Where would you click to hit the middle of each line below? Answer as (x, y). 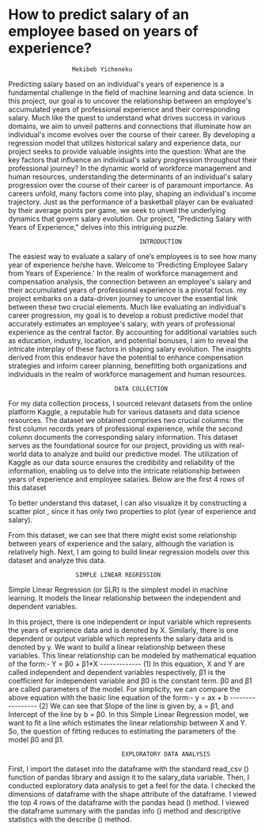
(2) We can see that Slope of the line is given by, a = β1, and (136, 706)
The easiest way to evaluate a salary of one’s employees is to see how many (132, 256)
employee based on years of (104, 31)
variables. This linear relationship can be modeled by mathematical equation (132, 655)
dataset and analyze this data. (57, 560)
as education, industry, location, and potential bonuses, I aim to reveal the (129, 340)
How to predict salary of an (99, 15)
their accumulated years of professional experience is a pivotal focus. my (128, 290)
